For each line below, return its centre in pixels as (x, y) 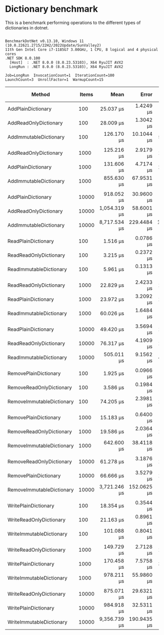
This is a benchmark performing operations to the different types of (73, 23)
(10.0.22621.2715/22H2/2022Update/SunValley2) (53, 45)
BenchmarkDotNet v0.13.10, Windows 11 (44, 41)
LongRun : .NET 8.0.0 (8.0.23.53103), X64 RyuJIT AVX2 (66, 67)
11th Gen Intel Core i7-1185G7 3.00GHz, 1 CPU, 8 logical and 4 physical (82, 49)
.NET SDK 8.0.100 (23, 58)
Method (41, 94)
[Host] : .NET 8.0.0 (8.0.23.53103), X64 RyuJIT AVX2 (66, 62)
